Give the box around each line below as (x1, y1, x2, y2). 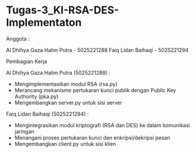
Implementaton (6, 16, 82, 29)
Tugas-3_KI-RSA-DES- (6, 4, 119, 17)
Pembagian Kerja (6, 58, 47, 65)
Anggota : (6, 35, 30, 42)
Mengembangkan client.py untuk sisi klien (14, 140, 116, 147)
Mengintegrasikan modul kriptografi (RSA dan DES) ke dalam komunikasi (14, 121, 190, 128)
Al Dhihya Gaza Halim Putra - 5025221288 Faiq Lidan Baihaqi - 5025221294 (6, 46, 189, 53)
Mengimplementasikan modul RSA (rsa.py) (14, 80, 118, 88)
